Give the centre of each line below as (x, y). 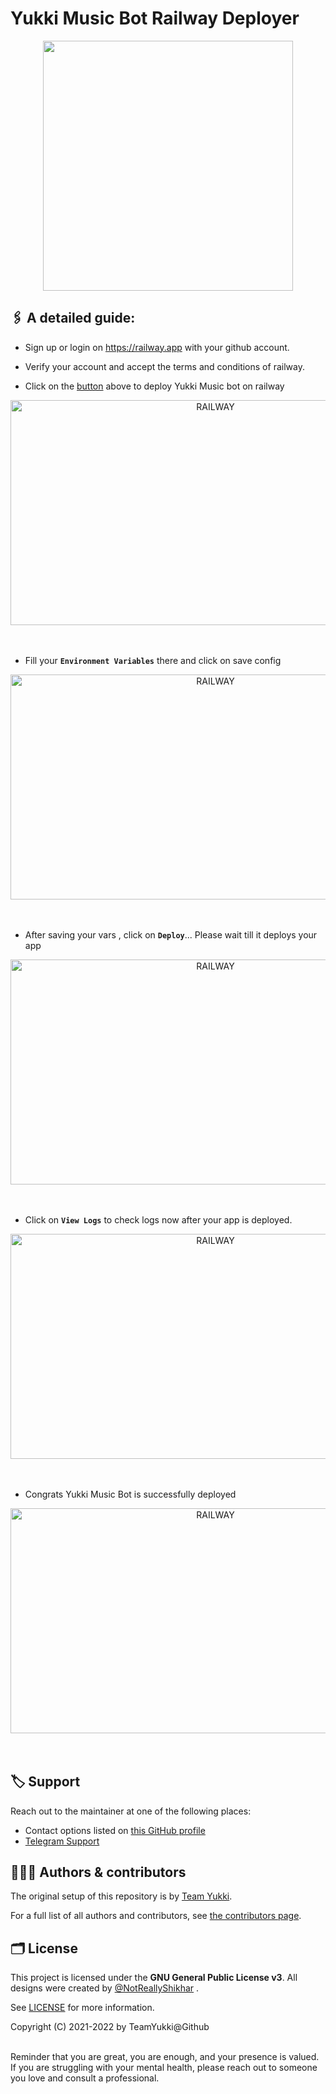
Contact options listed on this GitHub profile (115, 1830)
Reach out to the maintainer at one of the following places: (131, 1811)
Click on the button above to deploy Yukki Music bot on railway (154, 386)
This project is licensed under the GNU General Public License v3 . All (154, 1978)
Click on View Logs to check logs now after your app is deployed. (158, 1219)
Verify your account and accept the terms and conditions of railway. (164, 366)
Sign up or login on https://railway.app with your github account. (157, 347)
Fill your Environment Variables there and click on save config (153, 660)
